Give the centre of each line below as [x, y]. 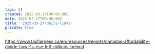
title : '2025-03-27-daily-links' [39, 23]
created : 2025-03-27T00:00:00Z [37, 14]
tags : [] [14, 9]
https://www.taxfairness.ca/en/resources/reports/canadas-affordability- [77, 41]
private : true [19, 28]
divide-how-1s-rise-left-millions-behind [45, 47]
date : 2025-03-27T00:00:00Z [34, 18]
